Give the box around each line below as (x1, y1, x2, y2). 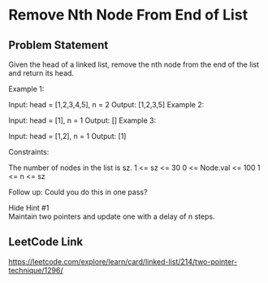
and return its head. (8, 68, 75, 78)
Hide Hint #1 (8, 203, 50, 212)
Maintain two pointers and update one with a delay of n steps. (8, 211, 215, 221)
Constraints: (8, 147, 50, 156)
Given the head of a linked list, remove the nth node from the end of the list (8, 59, 260, 69)
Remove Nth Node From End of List (8, 6, 249, 24)
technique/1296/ (8, 265, 63, 275)
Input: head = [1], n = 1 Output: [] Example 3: (8, 115, 157, 125)
